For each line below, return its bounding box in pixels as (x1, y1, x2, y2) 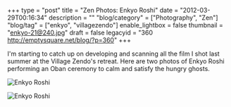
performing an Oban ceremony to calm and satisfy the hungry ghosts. (7, 65, 210, 73)
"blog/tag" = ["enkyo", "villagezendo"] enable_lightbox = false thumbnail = (7, 21, 223, 29)
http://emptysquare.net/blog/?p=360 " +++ (7, 36, 132, 44)
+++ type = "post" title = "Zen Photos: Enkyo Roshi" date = (7, 6, 179, 14)
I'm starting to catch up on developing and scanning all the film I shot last (7, 49, 220, 58)
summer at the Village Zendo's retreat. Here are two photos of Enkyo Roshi (7, 57, 225, 65)
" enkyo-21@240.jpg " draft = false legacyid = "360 (7, 28, 154, 37)
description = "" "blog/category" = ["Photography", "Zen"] (49, 13, 218, 22)
